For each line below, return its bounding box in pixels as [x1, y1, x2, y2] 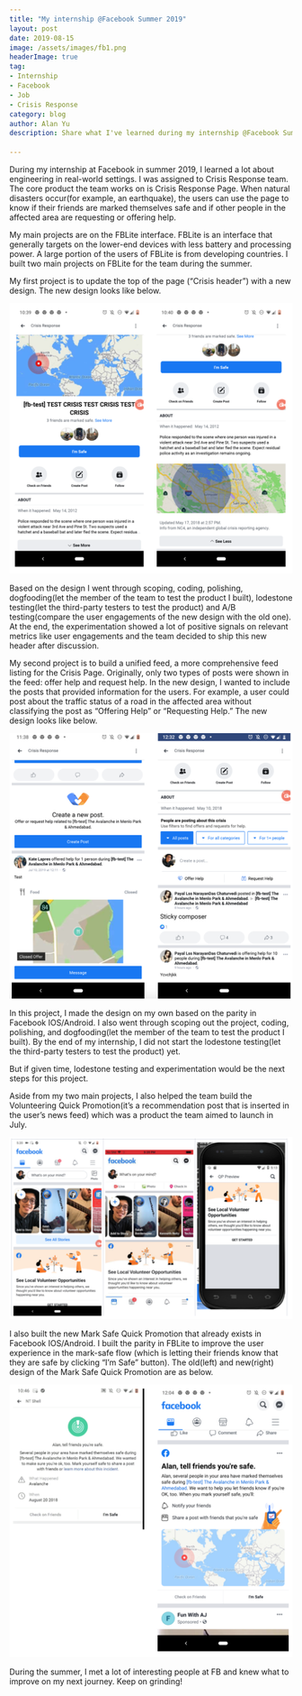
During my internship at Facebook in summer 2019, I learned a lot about [9, 164, 274, 175]
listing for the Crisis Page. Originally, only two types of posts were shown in [9, 667, 289, 678]
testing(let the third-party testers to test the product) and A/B [9, 601, 236, 612]
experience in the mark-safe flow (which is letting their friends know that [9, 1347, 279, 1358]
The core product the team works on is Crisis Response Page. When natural [9, 183, 290, 194]
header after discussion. [9, 640, 100, 651]
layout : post [9, 23, 58, 33]
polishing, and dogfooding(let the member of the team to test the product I [9, 1026, 285, 1037]
